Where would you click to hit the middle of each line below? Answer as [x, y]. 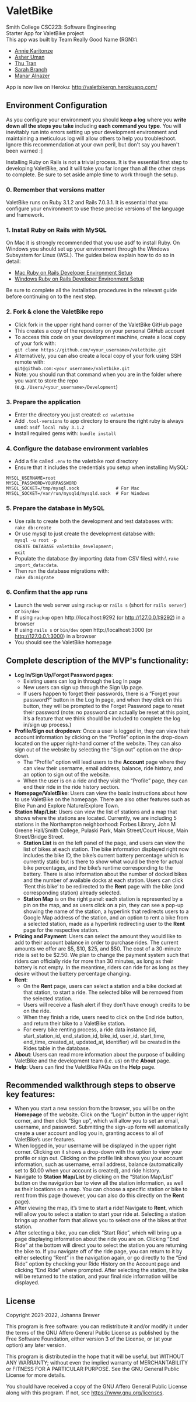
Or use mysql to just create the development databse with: [85, 534]
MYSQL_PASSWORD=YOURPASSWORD [41, 483]
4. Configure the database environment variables [77, 448]
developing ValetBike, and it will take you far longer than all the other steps [96, 168]
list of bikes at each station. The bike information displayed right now [106, 849]
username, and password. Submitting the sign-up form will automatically [102, 1127]
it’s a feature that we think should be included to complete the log [102, 718]
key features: [31, 1094]
